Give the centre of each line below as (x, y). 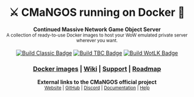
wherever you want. (97, 40)
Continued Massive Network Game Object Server (97, 29)
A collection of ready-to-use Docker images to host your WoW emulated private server (97, 35)
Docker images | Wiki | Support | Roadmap (97, 68)
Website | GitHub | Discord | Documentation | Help (97, 88)
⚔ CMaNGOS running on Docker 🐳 (97, 13)
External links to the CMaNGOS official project (97, 82)
